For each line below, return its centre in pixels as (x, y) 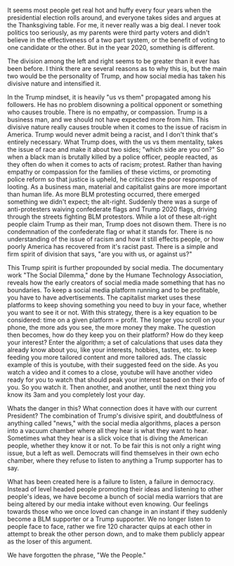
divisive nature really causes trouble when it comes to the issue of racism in (117, 127)
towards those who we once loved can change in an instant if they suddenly (117, 512)
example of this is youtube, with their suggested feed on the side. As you (113, 365)
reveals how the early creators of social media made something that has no (116, 283)
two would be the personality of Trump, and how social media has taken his (117, 76)
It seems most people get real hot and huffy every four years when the (110, 10)
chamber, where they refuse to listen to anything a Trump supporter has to (115, 461)
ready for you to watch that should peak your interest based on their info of (116, 380)
